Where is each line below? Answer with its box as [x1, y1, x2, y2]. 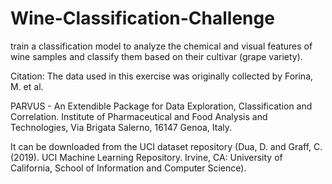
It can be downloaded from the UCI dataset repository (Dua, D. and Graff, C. [10, 140, 323, 152]
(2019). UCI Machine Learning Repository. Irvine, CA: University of [10, 151, 283, 163]
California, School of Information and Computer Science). [10, 162, 247, 174]
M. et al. [10, 80, 44, 92]
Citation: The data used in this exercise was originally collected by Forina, [10, 70, 314, 82]
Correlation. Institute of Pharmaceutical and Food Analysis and [10, 110, 268, 122]
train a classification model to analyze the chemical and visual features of [10, 40, 313, 52]
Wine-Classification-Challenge [10, 7, 275, 30]
